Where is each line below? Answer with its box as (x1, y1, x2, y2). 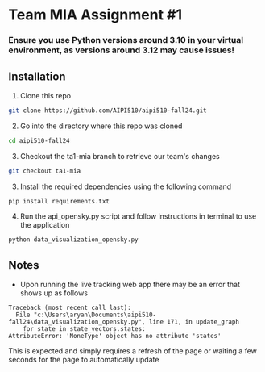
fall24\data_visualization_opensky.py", (8, 318, 147, 326)
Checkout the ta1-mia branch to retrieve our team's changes (19, 151, 220, 161)
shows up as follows (19, 288, 89, 298)
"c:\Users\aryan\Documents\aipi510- (33, 311, 157, 320)
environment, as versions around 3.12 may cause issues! (8, 44, 235, 56)
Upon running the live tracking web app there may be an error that (19, 280, 240, 290)
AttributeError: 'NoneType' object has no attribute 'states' (8, 332, 222, 341)
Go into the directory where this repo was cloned (19, 121, 183, 131)
